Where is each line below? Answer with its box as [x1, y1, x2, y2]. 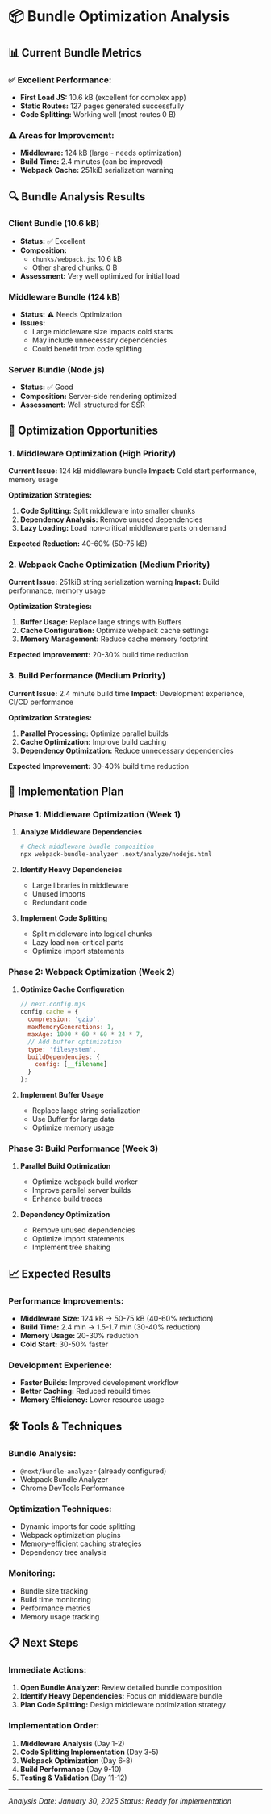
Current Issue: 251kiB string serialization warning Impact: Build [8, 577, 220, 587]
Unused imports [31, 889, 86, 899]
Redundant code [31, 898, 88, 908]
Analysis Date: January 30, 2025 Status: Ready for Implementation [8, 1795, 232, 1806]
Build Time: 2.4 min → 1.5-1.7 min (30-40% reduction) [19, 1322, 201, 1332]
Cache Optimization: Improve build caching [19, 737, 167, 746]
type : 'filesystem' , [27, 1045, 97, 1053]
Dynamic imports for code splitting [19, 1522, 135, 1531]
